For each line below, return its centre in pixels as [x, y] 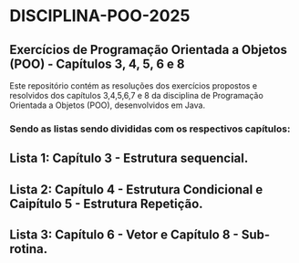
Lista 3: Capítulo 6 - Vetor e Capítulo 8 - [124, 235]
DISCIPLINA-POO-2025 [100, 16]
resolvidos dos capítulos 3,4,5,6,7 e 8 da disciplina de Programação [137, 95]
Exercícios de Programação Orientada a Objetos [149, 50]
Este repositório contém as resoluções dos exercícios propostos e [134, 86]
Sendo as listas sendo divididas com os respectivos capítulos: [150, 129]
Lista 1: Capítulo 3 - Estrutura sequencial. [129, 158]
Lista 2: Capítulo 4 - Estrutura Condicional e [136, 189]
